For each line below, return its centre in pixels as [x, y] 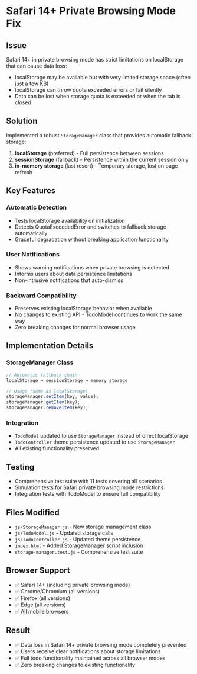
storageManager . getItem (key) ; [43, 402]
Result [18, 630]
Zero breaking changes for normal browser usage [75, 328]
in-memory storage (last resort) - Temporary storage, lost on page [96, 166]
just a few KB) [32, 84]
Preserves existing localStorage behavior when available [83, 309]
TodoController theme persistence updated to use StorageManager [95, 442]
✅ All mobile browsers [42, 611]
